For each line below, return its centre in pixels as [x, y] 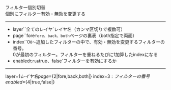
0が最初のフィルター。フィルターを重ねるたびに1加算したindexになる [85, 54]
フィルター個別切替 [25, 7]
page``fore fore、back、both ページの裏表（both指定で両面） [75, 35]
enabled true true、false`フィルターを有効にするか [65, 61]
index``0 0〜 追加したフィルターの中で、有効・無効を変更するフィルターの [89, 42]
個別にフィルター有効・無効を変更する [45, 14]
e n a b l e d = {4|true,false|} [30, 82]
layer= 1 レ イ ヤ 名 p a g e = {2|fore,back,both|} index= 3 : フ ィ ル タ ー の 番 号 [78, 76]
